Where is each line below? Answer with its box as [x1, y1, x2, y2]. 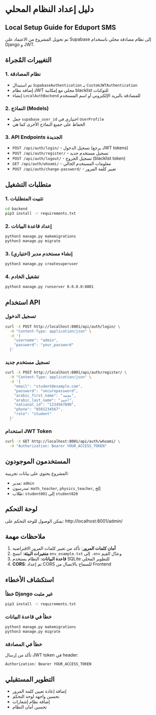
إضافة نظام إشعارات [12, 699, 50, 705]
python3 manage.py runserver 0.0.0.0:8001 [5, 285, 94, 289]
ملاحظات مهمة [5, 532, 45, 541]
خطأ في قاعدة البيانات [5, 613, 52, 620]
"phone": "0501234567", [14, 407, 63, 412]
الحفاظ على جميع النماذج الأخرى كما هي [12, 121, 85, 127]
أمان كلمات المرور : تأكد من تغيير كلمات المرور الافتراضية [12, 545, 116, 551]
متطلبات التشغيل [5, 180, 51, 189]
